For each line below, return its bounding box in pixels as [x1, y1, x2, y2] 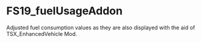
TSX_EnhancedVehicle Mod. [6, 30, 78, 37]
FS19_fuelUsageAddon [6, 4, 123, 18]
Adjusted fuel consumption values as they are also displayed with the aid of [6, 24, 196, 31]
